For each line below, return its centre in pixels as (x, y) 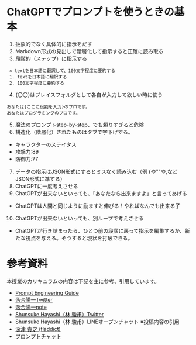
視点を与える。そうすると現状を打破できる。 (79, 238)
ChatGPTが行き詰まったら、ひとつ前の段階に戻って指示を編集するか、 (100, 230)
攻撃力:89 (27, 151)
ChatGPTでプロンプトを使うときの (90, 12)
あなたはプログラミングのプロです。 (44, 113)
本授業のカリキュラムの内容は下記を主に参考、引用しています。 (83, 281)
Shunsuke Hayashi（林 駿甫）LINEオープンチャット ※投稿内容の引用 (97, 322)
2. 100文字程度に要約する (37, 83)
